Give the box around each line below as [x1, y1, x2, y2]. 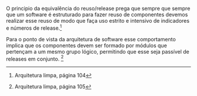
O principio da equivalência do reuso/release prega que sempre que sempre [6, 5, 191, 12]
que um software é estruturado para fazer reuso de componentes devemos [6, 11, 188, 18]
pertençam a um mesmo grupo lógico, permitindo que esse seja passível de [6, 48, 189, 55]
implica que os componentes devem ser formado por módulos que [6, 42, 167, 49]
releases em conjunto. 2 [6, 54, 64, 62]
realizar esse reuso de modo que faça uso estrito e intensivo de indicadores [6, 17, 189, 24]
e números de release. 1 [6, 23, 62, 31]
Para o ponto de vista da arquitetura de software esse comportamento [6, 35, 176, 42]
